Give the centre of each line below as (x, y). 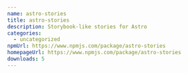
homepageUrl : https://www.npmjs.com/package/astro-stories (94, 53)
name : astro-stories (37, 14)
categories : (24, 33)
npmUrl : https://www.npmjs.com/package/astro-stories (87, 46)
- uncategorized (37, 40)
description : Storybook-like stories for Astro (77, 26)
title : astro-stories (39, 20)
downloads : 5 (26, 59)
